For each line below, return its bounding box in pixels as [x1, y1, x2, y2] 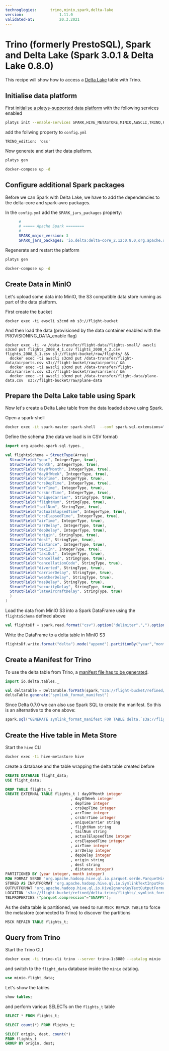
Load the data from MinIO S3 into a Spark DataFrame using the [5, 607, 136, 614]
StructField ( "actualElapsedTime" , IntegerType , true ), [10, 509, 127, 514]
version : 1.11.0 [5, 12, 73, 17]
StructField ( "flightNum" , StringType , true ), [10, 499, 107, 505]
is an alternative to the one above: [5, 707, 75, 713]
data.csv [5, 378, 24, 383]
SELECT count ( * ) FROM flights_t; [5, 1022, 75, 1027]
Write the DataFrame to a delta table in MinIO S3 [5, 632, 106, 638]
